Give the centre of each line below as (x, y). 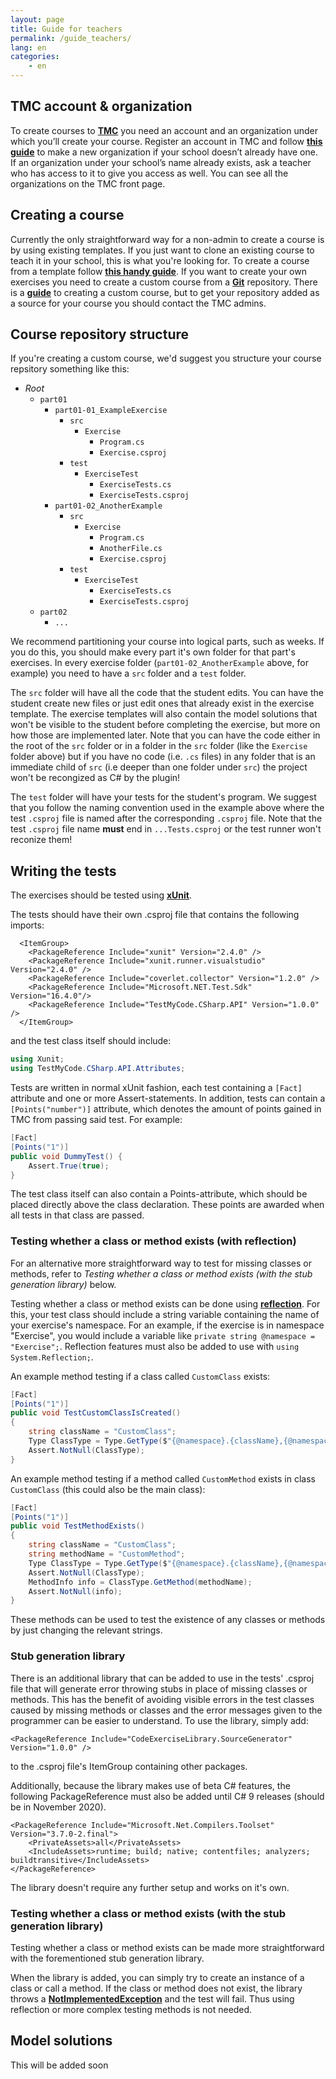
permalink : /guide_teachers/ (71, 38)
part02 (53, 612)
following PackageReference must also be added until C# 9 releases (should (167, 1796)
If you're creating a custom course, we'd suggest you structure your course (166, 358)
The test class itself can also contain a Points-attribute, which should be (159, 1194)
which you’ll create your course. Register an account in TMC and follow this (166, 141)
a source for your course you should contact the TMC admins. (138, 303)
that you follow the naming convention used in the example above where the (167, 808)
